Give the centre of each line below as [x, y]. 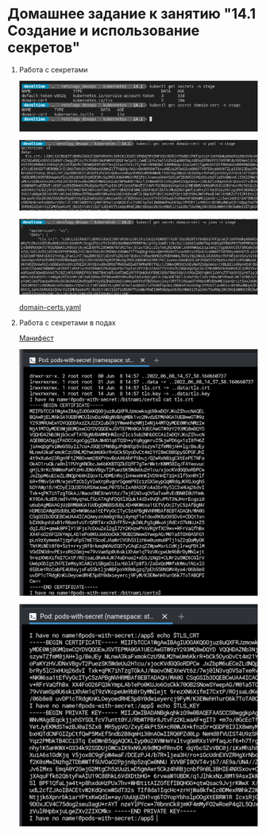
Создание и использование [104, 31]
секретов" [44, 48]
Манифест [37, 338]
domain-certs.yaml [50, 308]
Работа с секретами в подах [67, 323]
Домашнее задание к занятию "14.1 [132, 14]
